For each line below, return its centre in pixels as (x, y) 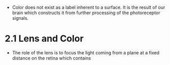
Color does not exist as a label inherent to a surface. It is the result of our (89, 7)
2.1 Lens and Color (44, 39)
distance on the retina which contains (51, 58)
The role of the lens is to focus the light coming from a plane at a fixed (86, 52)
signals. (20, 18)
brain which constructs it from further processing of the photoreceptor (86, 13)
